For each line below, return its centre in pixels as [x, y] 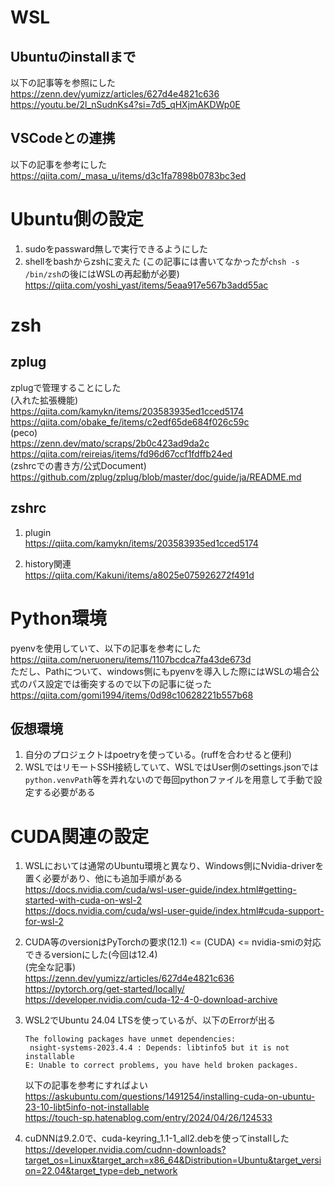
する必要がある [64, 792]
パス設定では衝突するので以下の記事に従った [119, 683]
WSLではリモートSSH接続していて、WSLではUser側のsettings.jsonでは [172, 767]
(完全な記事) [50, 967]
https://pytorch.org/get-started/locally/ [104, 989]
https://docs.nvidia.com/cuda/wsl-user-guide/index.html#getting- [160, 890]
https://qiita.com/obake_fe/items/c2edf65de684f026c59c [130, 422]
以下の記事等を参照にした [63, 82]
